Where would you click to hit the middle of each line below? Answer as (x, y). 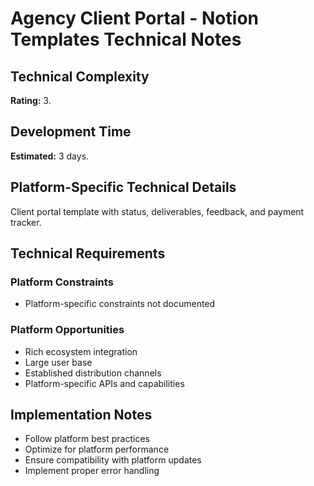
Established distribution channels (93, 373)
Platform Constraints (62, 282)
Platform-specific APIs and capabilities (104, 383)
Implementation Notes (81, 415)
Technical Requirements (88, 253)
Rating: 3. (31, 100)
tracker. (26, 222)
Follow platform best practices (87, 439)
